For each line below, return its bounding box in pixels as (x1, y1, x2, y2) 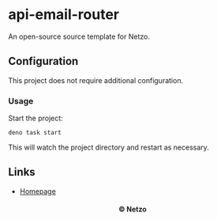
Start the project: (8, 113, 63, 123)
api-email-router (8, 6, 120, 24)
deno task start (8, 129, 62, 137)
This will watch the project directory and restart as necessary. (8, 142, 209, 152)
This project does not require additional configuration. (8, 75, 184, 85)
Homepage (19, 186, 57, 195)
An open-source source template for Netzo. (8, 32, 150, 41)
